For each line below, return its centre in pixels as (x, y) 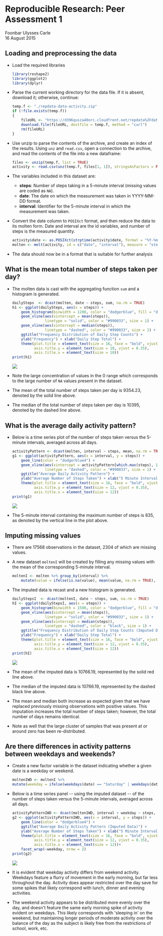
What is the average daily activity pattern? (71, 425)
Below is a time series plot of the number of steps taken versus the (79, 437)
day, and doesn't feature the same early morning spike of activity (77, 907)
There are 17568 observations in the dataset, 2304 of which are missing (84, 547)
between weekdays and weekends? (60, 754)
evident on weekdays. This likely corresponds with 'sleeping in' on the (82, 913)
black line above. (29, 691)
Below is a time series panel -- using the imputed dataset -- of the (78, 794)
